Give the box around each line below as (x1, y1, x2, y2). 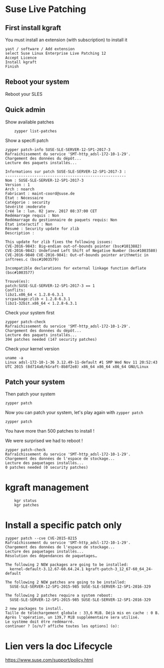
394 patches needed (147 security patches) (5, 337, 97, 342)
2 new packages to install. (5, 606, 64, 611)
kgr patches (14, 503, 39, 508)
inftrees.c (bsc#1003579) (5, 257, 59, 262)
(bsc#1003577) (5, 270, 35, 275)
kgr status (14, 498, 37, 503)
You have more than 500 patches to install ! (5, 428, 95, 434)
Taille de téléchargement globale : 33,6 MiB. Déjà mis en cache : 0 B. (5, 611, 160, 616)
